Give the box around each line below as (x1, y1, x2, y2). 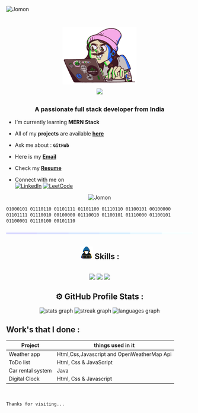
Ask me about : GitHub (14, 141, 69, 149)
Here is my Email (14, 153, 57, 160)
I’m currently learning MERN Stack (14, 119, 100, 126)
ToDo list (8, 358, 31, 365)
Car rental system (8, 367, 52, 374)
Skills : (94, 251, 120, 261)
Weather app (8, 351, 40, 358)
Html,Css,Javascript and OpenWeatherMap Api (56, 351, 172, 358)
